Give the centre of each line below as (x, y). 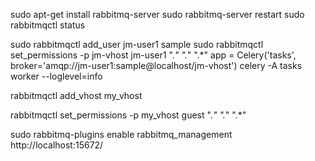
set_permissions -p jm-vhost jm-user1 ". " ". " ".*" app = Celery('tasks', (153, 55)
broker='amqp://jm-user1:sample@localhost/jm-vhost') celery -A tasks (156, 65)
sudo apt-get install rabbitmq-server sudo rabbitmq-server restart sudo (157, 14)
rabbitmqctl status (48, 25)
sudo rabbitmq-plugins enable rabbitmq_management (121, 134)
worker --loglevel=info (56, 76)
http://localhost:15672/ (57, 145)
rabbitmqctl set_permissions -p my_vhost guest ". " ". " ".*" (128, 115)
